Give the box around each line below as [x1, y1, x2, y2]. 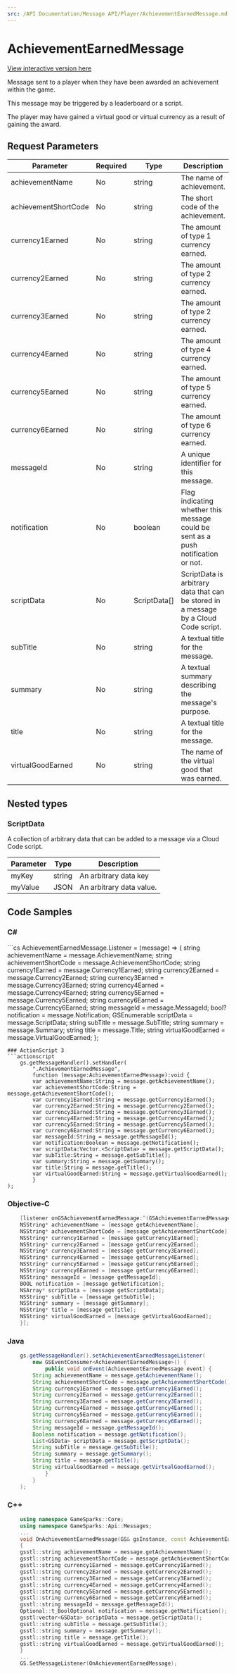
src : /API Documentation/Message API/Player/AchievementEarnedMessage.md [7, 10, 228, 18]
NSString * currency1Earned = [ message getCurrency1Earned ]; [20, 1234, 199, 1241]
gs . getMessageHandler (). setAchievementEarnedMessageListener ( [20, 1352, 206, 1360]
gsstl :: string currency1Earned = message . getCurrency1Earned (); [20, 1562, 212, 1569]
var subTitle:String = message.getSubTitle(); [32, 1151, 171, 1159]
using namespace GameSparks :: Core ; [20, 1515, 124, 1523]
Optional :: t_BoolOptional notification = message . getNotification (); [20, 1608, 228, 1615]
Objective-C [7, 1198, 51, 1208]
